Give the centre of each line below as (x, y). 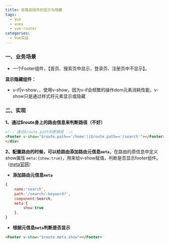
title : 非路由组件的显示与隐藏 (34, 10)
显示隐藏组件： (21, 79)
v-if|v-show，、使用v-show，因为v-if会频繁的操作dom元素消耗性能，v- (86, 90)
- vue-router (23, 29)
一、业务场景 (21, 56)
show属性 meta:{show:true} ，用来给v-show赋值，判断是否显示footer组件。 (83, 158)
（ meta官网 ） (19, 164)
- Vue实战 (19, 38)
